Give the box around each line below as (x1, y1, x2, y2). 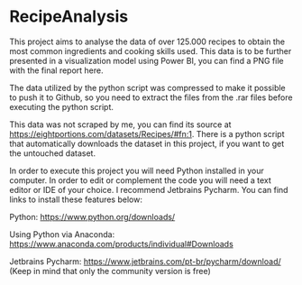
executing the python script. (9, 101, 114, 112)
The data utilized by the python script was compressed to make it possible (9, 82, 286, 93)
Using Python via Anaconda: (9, 228, 115, 240)
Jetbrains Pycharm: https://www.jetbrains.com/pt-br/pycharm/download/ (9, 255, 281, 267)
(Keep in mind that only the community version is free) (9, 265, 212, 276)
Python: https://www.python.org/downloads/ (9, 211, 176, 222)
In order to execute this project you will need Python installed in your (9, 165, 264, 176)
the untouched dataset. (9, 147, 96, 159)
